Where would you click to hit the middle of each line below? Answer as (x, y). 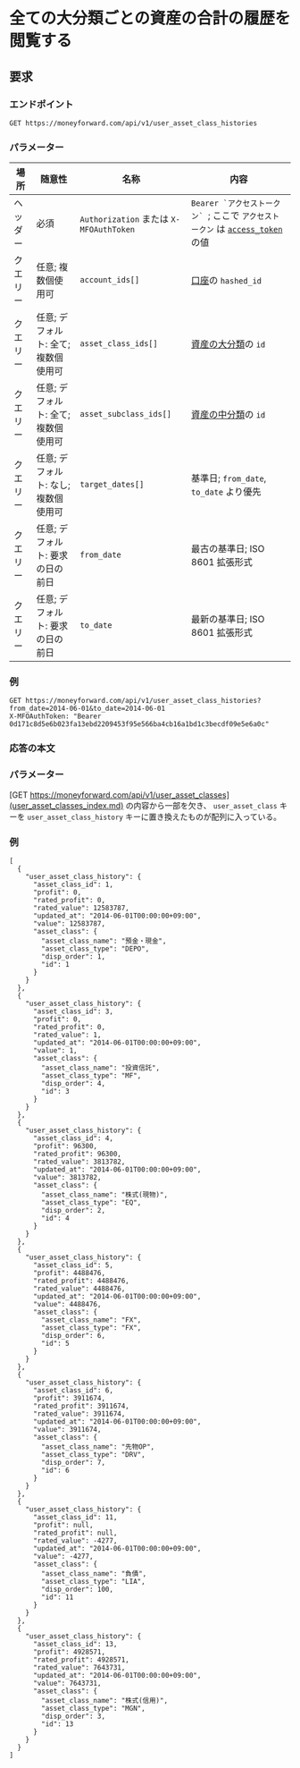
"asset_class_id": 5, (73, 1265)
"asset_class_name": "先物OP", (98, 1447)
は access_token (249, 229)
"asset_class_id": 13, (75, 1644)
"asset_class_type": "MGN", (93, 1708)
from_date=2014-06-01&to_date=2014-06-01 (87, 709)
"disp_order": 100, (78, 1589)
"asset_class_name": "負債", (94, 1573)
